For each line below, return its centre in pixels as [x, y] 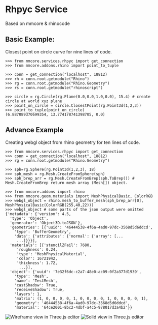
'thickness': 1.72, [37, 263]
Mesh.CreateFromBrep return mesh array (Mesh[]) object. [67, 183]
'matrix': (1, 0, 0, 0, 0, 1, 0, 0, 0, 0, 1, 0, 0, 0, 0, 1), [81, 299]
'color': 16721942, [37, 258]
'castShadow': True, [36, 285]
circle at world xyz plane [34, 101]
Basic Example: [30, 39]
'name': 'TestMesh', [36, 281]
